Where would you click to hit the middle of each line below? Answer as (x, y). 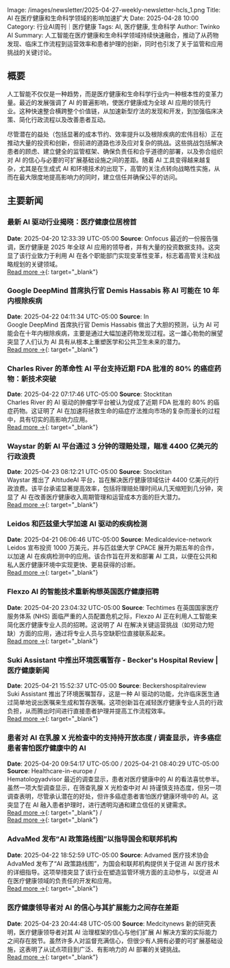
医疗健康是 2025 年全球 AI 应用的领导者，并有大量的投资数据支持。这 (116, 247)
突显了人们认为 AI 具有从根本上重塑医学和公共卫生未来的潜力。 (96, 342)
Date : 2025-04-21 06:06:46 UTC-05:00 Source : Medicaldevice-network (110, 539)
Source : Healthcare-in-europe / (52, 770)
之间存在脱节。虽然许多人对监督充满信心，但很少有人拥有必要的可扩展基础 (112, 941)
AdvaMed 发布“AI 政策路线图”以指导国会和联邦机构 (92, 838)
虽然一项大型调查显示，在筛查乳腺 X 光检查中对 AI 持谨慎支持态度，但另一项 (114, 788)
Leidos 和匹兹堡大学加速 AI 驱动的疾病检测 (77, 524)
